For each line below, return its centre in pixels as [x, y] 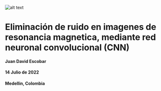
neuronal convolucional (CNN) [67, 48]
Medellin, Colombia [25, 83]
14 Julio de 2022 [22, 72]
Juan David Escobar [26, 61]
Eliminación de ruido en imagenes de [81, 27]
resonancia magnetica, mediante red [80, 38]
